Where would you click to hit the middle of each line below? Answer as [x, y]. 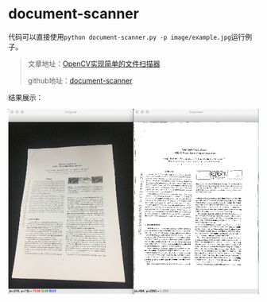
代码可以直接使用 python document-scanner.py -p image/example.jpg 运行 [127, 37]
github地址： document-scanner [80, 80]
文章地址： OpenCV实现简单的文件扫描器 [94, 64]
